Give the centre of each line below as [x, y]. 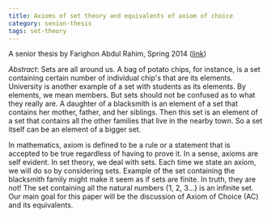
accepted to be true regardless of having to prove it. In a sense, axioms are [133, 153]
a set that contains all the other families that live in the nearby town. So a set [135, 121]
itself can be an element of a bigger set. [75, 129]
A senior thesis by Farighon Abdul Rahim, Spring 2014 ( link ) [107, 54]
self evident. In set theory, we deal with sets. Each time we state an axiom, [132, 162]
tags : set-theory [38, 31]
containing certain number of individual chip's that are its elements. [121, 78]
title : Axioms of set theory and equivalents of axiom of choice [121, 16]
